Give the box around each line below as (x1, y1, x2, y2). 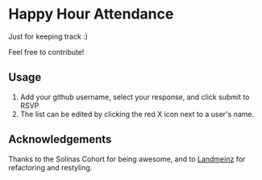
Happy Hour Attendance (8, 5, 174, 23)
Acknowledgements (8, 132, 112, 146)
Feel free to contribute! (8, 47, 85, 57)
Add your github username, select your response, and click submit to (19, 92, 250, 102)
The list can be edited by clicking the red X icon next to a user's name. (19, 109, 255, 119)
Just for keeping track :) (8, 31, 89, 41)
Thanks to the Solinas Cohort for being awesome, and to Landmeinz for (8, 154, 246, 164)
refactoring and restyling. (8, 162, 93, 172)
